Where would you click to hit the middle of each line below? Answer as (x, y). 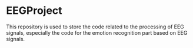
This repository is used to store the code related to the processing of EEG (95, 27)
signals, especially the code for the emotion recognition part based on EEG (97, 32)
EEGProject (34, 11)
